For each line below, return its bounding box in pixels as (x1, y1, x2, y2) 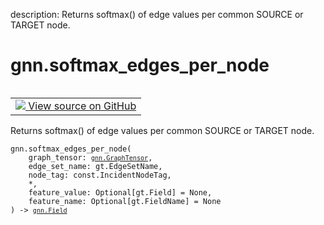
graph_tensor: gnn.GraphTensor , (28, 152, 153, 163)
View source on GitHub (28, 99, 137, 113)
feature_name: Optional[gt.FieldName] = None (28, 196, 222, 206)
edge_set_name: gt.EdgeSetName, (28, 161, 163, 171)
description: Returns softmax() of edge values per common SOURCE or (10, 9, 304, 20)
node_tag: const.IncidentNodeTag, (28, 170, 172, 180)
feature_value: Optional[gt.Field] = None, (28, 187, 213, 198)
